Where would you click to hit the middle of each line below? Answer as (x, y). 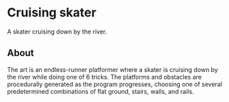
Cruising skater (52, 13)
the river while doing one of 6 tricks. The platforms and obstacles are (104, 77)
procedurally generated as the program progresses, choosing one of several (114, 84)
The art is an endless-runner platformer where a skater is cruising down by (113, 69)
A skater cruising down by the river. (57, 31)
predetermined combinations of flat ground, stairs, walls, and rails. (100, 91)
